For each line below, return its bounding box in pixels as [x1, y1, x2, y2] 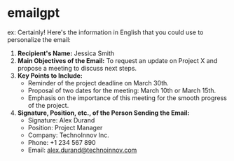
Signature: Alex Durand [27, 115, 95, 124]
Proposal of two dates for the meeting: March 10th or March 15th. [27, 86, 216, 94]
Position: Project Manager [27, 123, 103, 132]
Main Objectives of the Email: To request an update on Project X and [17, 56, 218, 64]
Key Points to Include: [17, 71, 83, 80]
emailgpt [7, 5, 60, 21]
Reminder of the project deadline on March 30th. [27, 78, 170, 87]
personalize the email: [7, 35, 71, 43]
